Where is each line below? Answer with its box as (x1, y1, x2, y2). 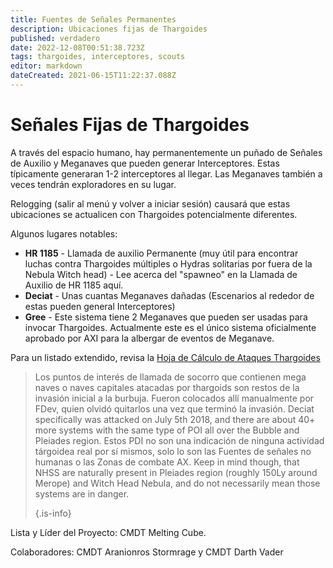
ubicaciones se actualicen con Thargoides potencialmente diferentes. (10, 208, 298, 220)
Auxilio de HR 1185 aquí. (24, 279, 124, 291)
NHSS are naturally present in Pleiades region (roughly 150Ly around (34, 466, 318, 478)
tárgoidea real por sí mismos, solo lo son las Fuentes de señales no (34, 445, 312, 457)
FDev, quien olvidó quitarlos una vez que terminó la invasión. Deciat (34, 402, 315, 415)
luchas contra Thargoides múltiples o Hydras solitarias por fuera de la (24, 257, 313, 270)
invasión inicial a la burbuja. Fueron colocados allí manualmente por (34, 392, 315, 404)
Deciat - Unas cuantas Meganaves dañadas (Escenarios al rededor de (24, 289, 315, 301)
